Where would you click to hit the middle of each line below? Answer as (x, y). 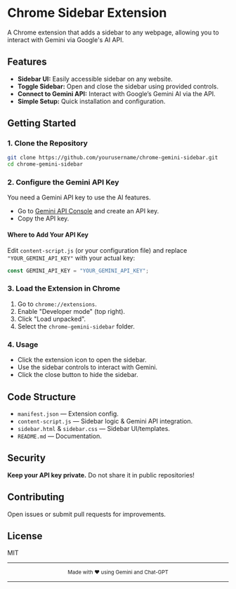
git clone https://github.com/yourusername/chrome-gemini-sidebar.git (113, 158)
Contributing (36, 497)
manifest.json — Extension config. (68, 413)
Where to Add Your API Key (48, 235)
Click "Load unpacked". (52, 319)
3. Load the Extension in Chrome (64, 289)
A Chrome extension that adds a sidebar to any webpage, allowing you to (113, 32)
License (25, 536)
